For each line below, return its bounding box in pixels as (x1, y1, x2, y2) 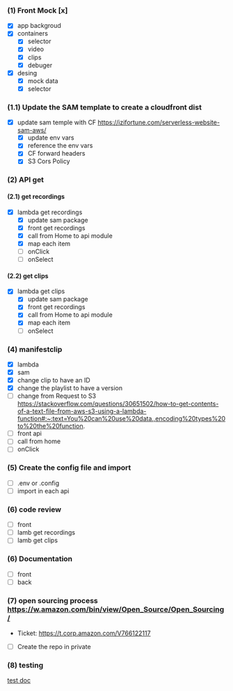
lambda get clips (17, 287, 65, 295)
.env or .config (17, 479, 60, 487)
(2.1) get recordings (7, 192, 65, 200)
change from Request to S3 (17, 392, 96, 400)
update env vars (27, 133, 74, 142)
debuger (27, 61, 53, 69)
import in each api (17, 486, 70, 495)
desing (17, 68, 38, 77)
